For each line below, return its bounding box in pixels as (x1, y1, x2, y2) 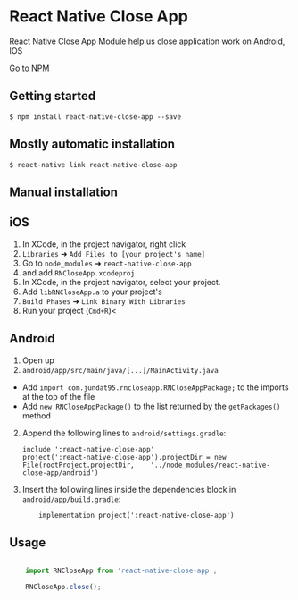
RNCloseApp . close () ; (25, 583, 102, 592)
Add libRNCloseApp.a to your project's (21, 286, 162, 297)
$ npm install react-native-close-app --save (9, 112, 181, 122)
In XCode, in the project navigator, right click (21, 239, 186, 249)
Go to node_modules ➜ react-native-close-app (21, 258, 192, 268)
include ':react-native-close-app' (21, 444, 155, 453)
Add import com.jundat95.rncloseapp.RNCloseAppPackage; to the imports (21, 382, 289, 393)
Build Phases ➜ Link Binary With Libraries (21, 295, 186, 306)
